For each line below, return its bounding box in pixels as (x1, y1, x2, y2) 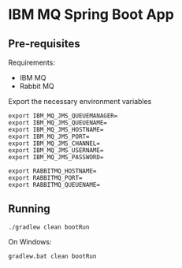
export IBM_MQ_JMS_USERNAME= (8, 147, 104, 154)
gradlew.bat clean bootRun (8, 252, 97, 260)
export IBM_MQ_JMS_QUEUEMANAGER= (8, 112, 118, 120)
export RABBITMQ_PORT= (8, 174, 83, 182)
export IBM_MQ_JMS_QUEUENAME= (8, 119, 108, 127)
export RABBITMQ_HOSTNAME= (8, 167, 97, 175)
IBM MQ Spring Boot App (8, 6, 175, 24)
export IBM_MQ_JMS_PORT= (8, 132, 90, 140)
